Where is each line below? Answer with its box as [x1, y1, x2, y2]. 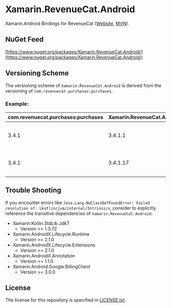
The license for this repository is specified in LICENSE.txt [5, 297, 125, 303]
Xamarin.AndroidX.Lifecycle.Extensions [12, 242, 96, 248]
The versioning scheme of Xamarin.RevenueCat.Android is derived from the [5, 82, 162, 89]
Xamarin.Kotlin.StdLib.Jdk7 [12, 220, 70, 226]
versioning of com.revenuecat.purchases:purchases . [5, 88, 113, 94]
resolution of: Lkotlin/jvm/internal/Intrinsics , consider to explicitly [5, 205, 156, 211]
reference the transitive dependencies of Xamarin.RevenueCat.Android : [5, 210, 153, 216]
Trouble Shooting [5, 186, 62, 194]
